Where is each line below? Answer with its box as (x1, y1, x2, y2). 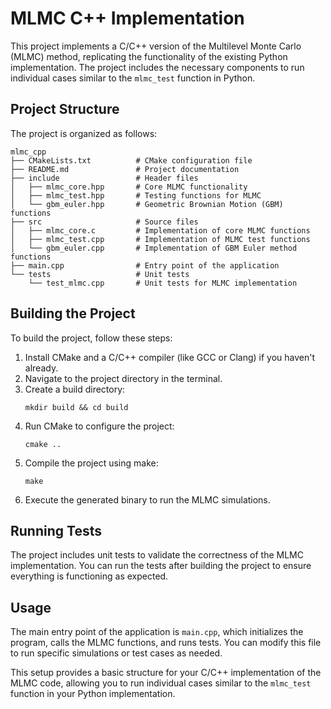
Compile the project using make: (24, 457, 159, 469)
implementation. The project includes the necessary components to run (10, 61, 305, 73)
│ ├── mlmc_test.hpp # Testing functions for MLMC (10, 190, 262, 201)
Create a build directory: (24, 383, 126, 395)
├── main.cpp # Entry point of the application (10, 260, 280, 271)
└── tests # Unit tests (10, 269, 190, 279)
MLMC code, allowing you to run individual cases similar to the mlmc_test (10, 677, 312, 689)
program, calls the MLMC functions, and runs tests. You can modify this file (10, 637, 322, 649)
